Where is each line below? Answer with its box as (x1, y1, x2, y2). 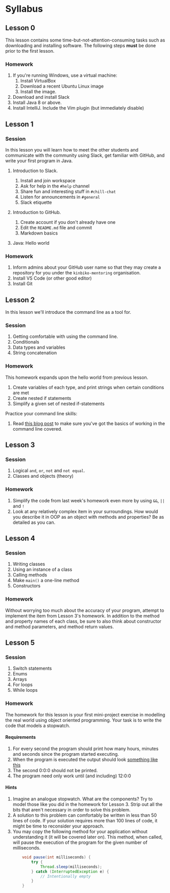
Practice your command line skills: (5, 410, 78, 416)
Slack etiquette (20, 199, 52, 205)
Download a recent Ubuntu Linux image (20, 83, 104, 90)
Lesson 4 (5, 534, 36, 543)
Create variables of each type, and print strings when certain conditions (12, 384, 164, 390)
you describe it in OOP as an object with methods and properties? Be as (12, 514, 164, 520)
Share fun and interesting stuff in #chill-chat (20, 188, 116, 195)
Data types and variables (12, 344, 65, 351)
